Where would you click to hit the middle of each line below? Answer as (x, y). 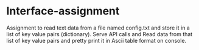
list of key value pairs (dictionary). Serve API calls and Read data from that (100, 34)
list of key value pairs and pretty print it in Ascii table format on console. (96, 40)
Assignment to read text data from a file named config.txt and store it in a (98, 28)
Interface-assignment (63, 11)
